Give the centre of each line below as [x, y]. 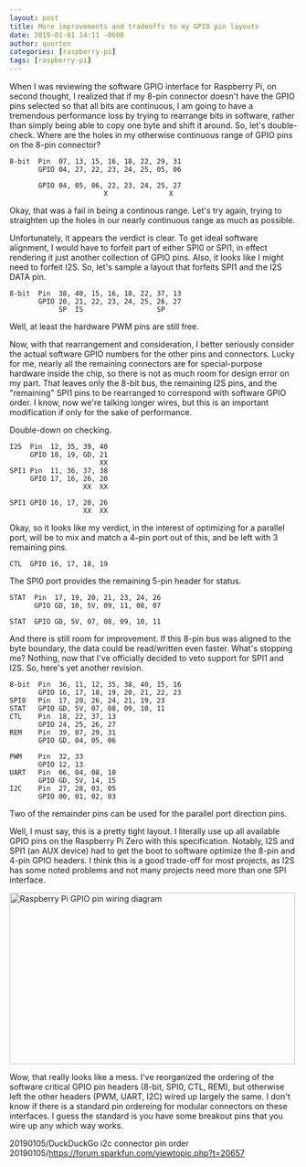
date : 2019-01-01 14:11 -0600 [67, 35]
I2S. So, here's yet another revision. [77, 668]
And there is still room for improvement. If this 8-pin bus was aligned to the [150, 638]
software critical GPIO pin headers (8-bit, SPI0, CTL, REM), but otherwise [147, 1087]
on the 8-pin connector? [55, 145]
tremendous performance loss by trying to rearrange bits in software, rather [152, 116]
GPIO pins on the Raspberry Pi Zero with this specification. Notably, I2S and [152, 841]
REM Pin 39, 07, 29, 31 [63, 733]
